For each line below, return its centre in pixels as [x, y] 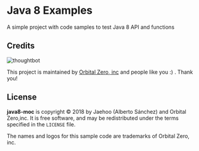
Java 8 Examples [50, 10]
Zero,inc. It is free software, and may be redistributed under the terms [93, 118]
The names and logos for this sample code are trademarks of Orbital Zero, [98, 136]
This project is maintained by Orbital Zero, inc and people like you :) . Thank [100, 72]
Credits [21, 46]
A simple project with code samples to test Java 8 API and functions [91, 27]
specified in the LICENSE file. [41, 124]
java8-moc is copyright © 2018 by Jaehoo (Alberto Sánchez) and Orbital [97, 111]
